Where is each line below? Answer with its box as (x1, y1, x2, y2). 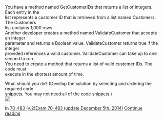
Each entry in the (5, 9, 40, 15)
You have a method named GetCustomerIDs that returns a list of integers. (5, 4, 153, 10)
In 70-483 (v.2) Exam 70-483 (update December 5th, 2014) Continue (5, 105, 143, 111)
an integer (5, 35, 26, 41)
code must (5, 66, 27, 72)
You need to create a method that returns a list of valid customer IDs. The (5, 61, 153, 67)
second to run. (5, 56, 35, 61)
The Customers (5, 19, 37, 25)
